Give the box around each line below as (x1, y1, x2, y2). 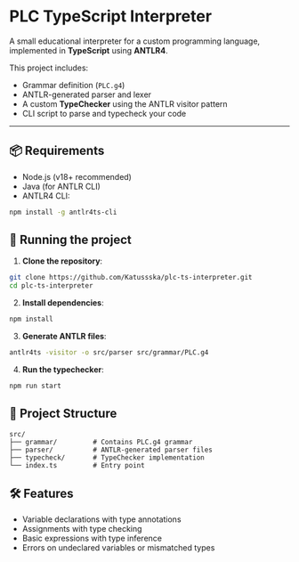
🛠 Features (9, 486, 74, 501)
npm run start (9, 381, 62, 390)
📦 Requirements (9, 143, 105, 159)
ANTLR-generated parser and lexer (21, 89, 152, 100)
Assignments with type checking (21, 524, 142, 534)
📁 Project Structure (9, 406, 117, 421)
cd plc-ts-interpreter (9, 281, 93, 290)
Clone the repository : (21, 256, 103, 266)
